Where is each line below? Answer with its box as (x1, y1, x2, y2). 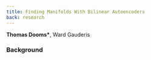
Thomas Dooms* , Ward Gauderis (6, 31, 90, 38)
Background (6, 46, 44, 54)
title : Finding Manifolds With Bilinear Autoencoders (6, 8, 146, 15)
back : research (6, 14, 45, 20)
